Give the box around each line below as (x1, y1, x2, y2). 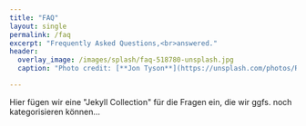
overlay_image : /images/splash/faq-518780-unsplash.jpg (17, 55, 234, 64)
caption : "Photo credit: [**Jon (17, 64, 141, 73)
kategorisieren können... (9, 106, 101, 117)
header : (9, 47, 39, 56)
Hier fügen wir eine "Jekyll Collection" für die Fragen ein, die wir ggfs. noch (9, 96, 292, 107)
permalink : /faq (9, 30, 71, 39)
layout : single (9, 22, 67, 31)
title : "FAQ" (9, 13, 59, 23)
